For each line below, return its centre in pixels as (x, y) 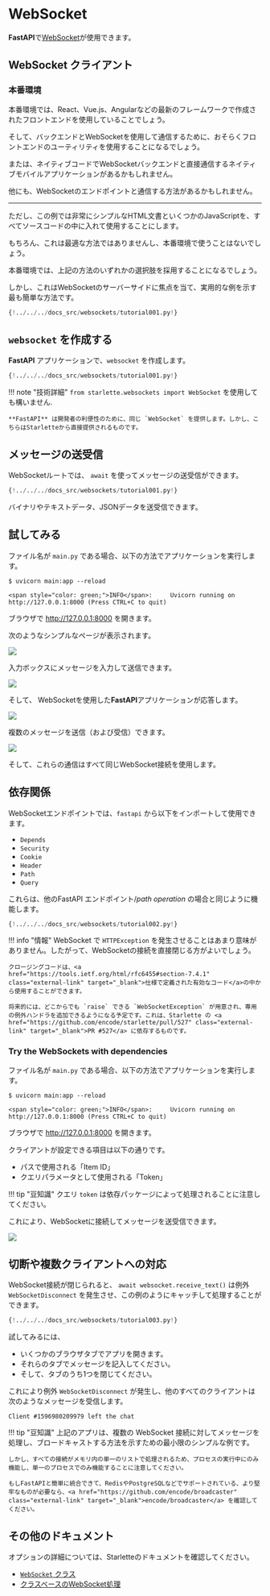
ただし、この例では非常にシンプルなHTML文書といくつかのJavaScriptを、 (131, 215)
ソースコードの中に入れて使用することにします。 (102, 226)
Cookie (31, 857)
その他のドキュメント (61, 1536)
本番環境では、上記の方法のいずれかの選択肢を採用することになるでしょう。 (135, 270)
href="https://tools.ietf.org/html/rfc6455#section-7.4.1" (109, 975)
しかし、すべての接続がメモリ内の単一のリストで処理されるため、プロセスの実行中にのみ (134, 1460)
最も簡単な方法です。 (43, 297)
